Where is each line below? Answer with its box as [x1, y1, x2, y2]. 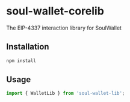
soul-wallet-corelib [6, 4, 104, 18]
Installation [6, 42, 49, 52]
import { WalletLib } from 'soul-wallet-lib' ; [6, 91, 125, 97]
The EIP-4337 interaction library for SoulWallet [6, 24, 122, 31]
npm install [6, 57, 36, 64]
